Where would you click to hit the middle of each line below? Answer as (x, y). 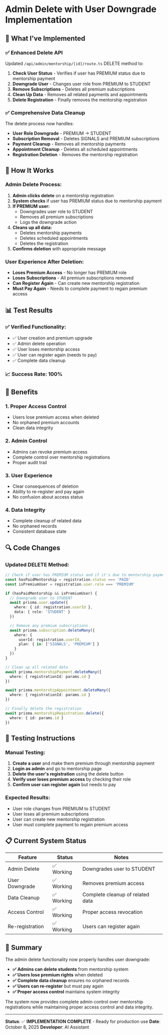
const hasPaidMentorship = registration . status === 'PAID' (68, 579)
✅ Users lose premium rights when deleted (57, 975)
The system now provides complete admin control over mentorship (74, 1002)
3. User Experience (29, 475)
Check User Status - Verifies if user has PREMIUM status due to (79, 73)
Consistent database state (39, 531)
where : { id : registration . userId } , (53, 607)
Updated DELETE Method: (37, 564)
